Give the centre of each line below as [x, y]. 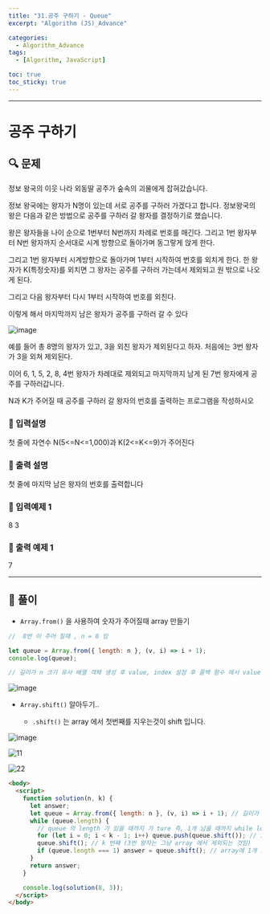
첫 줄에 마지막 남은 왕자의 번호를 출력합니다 [76, 484]
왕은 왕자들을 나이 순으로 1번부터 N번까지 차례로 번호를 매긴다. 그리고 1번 [122, 232]
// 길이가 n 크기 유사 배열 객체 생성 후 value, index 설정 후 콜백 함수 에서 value [135, 673]
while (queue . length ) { [70, 821]
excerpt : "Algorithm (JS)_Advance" [68, 23]
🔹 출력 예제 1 [31, 547]
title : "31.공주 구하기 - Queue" [60, 16]
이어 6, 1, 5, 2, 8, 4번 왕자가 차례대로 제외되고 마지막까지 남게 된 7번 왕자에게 [129, 373]
